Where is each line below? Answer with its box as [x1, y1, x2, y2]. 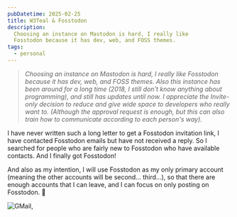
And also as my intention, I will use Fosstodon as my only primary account [7, 165, 224, 174]
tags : [7, 43, 23, 51]
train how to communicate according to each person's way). [24, 115, 202, 123]
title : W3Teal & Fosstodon [7, 17, 87, 24]
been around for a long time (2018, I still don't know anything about [24, 85, 222, 93]
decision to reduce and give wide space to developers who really [38, 100, 231, 108]
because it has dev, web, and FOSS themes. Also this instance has [24, 77, 221, 85]
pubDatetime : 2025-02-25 [7, 10, 81, 18]
